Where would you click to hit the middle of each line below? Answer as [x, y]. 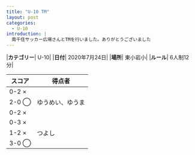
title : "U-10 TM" [28, 12]
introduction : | [26, 34]
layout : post [22, 17]
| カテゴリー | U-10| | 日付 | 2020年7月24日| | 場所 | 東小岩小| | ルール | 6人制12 [98, 57]
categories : [21, 23]
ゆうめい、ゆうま [61, 102]
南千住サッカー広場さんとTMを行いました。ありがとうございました [81, 39]
